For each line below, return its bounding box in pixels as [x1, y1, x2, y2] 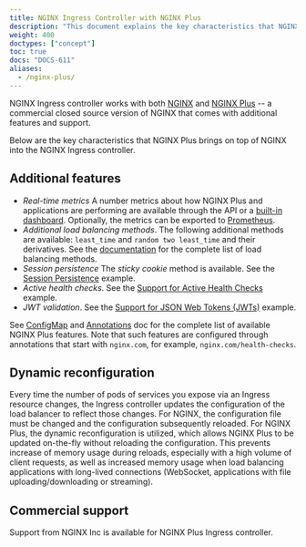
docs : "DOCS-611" [9, 56, 76, 65]
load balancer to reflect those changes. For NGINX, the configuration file [9, 408, 282, 419]
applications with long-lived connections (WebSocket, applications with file [9, 467, 291, 478]
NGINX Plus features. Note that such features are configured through [9, 329, 269, 340]
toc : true [9, 47, 47, 57]
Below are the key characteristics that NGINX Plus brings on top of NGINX [9, 134, 287, 146]
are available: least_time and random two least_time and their [22, 233, 256, 244]
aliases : [9, 65, 43, 74]
